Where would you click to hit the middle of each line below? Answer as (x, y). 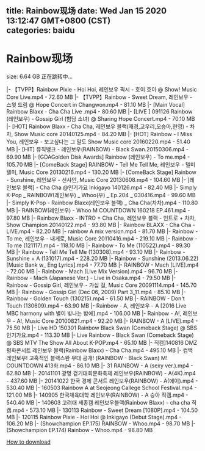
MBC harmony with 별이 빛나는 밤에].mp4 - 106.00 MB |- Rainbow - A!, (94, 314)
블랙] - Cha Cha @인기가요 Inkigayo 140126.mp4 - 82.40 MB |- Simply (110, 187)
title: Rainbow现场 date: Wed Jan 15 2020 (86, 11)
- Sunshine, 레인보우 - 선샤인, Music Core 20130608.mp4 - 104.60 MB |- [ (98, 180)
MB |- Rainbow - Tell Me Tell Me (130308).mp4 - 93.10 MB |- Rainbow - (96, 252)
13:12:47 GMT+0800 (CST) (59, 21)
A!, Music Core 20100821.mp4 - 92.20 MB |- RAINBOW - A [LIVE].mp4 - (107, 321)
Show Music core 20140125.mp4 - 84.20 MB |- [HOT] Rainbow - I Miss (103, 134)
